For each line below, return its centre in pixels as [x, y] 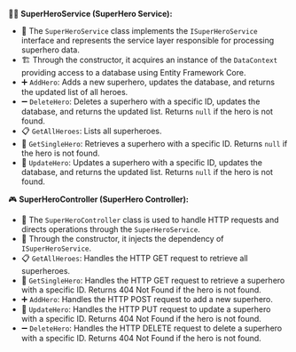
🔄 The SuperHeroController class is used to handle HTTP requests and [150, 220]
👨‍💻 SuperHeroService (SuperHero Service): [90, 14]
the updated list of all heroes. [74, 92]
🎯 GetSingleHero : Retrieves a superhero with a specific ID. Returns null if [154, 144]
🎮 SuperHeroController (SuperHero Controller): [99, 199]
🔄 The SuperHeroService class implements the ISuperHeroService [139, 31]
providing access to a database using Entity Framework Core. [133, 72]
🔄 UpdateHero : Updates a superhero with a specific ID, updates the [142, 163]
